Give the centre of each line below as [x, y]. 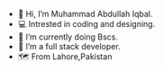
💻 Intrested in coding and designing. [87, 24]
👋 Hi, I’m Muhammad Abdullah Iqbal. [85, 14]
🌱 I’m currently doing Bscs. [68, 37]
